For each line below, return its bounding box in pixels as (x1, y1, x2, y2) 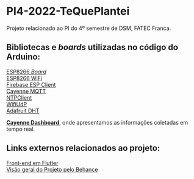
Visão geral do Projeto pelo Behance (6, 166, 98, 173)
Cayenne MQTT (6, 87, 46, 95)
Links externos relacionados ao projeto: (6, 143, 160, 153)
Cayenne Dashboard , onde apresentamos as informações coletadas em (6, 119, 188, 126)
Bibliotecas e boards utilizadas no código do (6, 42, 179, 53)
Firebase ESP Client (6, 81, 56, 88)
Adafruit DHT (6, 107, 40, 114)
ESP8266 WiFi (6, 75, 43, 82)
